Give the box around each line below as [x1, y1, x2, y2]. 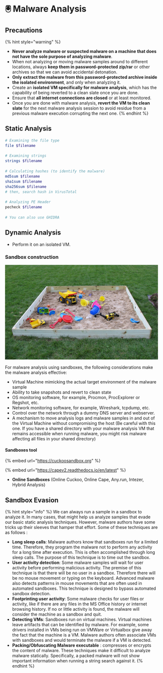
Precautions [5, 26, 43, 34]
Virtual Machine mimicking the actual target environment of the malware [12, 379, 157, 384]
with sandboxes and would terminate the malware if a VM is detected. [12, 637, 152, 643]
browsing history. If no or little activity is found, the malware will [12, 606, 140, 612]
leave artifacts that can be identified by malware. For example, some [12, 622, 149, 627]
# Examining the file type [5, 138, 60, 143]
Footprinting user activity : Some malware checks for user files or [12, 596, 144, 601]
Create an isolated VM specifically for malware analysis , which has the [12, 85, 157, 90]
